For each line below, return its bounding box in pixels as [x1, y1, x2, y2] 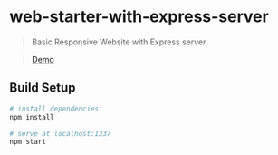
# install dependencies [9, 104, 100, 113]
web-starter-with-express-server [9, 6, 269, 27]
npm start [9, 138, 47, 147]
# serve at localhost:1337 [9, 129, 111, 138]
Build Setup [9, 80, 76, 96]
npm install [9, 112, 54, 121]
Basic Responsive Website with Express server [31, 36, 206, 47]
